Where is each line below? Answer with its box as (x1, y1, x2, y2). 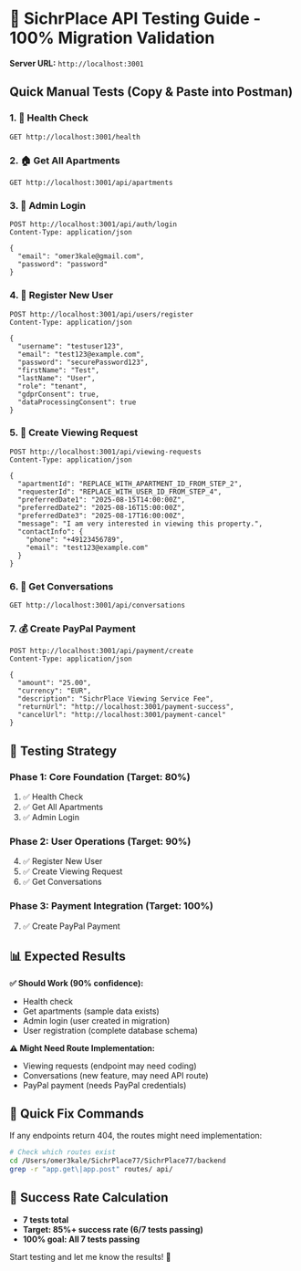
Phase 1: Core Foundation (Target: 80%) (9, 770, 191, 783)
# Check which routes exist (9, 1148, 117, 1157)
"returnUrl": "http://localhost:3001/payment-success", (17, 703, 234, 712)
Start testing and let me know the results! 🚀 (9, 1251, 171, 1262)
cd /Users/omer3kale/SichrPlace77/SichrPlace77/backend (9, 1156, 226, 1166)
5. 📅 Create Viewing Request (9, 426, 139, 439)
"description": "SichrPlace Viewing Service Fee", (17, 694, 214, 703)
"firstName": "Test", (17, 365, 100, 375)
